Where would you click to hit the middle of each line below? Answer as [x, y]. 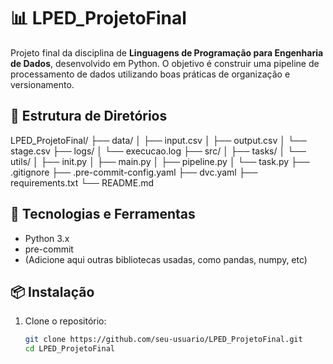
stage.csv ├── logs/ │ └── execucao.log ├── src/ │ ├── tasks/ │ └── [158, 151]
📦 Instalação [52, 291]
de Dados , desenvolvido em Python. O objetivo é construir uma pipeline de [165, 63]
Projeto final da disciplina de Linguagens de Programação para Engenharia [167, 52]
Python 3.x [47, 238]
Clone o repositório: [65, 321]
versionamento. [42, 84]
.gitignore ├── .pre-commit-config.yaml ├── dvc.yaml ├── [134, 172]
